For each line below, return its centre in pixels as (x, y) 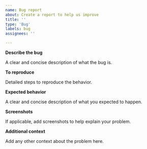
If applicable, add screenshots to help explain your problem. (68, 122)
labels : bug (18, 29)
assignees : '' (20, 34)
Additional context (25, 131)
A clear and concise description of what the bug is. (59, 62)
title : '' (16, 19)
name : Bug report (24, 10)
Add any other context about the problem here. (55, 141)
